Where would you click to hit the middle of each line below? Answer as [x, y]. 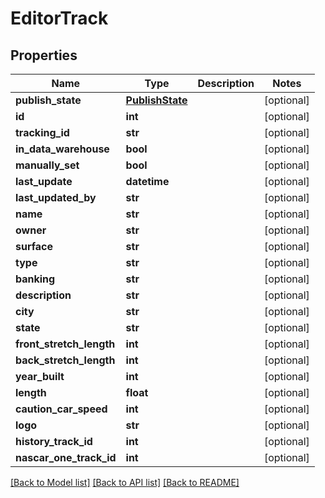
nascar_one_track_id [66, 457]
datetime [147, 181]
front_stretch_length [65, 344]
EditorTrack [59, 18]
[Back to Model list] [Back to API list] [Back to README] [125, 482]
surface [34, 246]
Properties [44, 55]
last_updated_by [56, 197]
